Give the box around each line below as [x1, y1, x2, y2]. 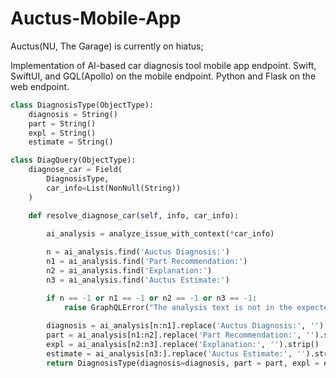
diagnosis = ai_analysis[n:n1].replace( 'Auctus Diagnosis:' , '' [46, 321, 320, 331]
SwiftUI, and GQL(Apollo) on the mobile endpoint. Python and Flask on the [10, 70, 317, 82]
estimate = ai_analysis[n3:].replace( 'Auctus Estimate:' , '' [46, 349, 307, 359]
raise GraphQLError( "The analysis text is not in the [63, 302, 293, 312]
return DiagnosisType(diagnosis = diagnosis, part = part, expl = [46, 358, 320, 368]
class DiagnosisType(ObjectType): [10, 100, 155, 110]
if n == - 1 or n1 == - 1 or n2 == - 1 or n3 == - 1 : [46, 293, 258, 303]
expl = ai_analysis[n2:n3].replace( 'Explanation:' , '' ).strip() [46, 340, 320, 350]
